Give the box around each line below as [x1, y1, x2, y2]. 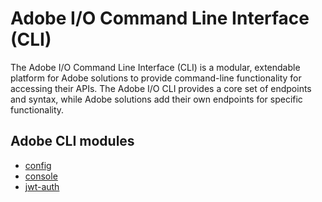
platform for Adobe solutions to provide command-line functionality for [10, 72, 302, 84]
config [24, 159, 52, 171]
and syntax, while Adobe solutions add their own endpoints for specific [10, 93, 303, 105]
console [24, 170, 58, 182]
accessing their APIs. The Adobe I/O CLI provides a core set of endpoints [10, 82, 312, 94]
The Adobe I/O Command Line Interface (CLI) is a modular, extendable [10, 61, 301, 73]
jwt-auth [24, 180, 60, 192]
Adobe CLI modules [10, 133, 135, 150]
